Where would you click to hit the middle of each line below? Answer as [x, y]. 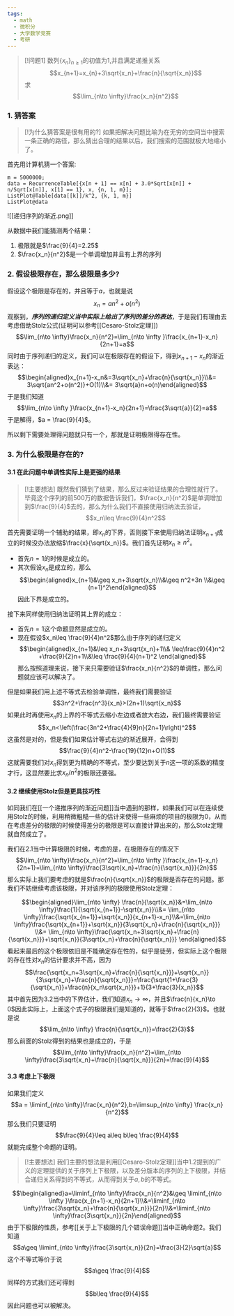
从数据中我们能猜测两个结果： [50, 231]
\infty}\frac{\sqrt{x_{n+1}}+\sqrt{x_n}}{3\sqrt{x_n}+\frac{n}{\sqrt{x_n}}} [117, 924]
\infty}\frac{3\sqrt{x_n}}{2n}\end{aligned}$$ [117, 1215]
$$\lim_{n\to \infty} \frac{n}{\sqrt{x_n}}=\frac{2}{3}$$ [117, 1029]
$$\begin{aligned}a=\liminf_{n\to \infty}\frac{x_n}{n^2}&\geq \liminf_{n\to [117, 1193]
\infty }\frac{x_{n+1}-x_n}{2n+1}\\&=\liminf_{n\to [117, 1200]
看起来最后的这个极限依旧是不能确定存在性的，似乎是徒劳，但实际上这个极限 [117, 951]
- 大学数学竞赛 [32, 33]
